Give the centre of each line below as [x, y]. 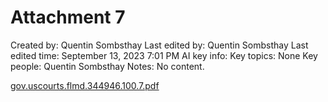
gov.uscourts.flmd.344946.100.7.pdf [85, 85]
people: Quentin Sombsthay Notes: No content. [107, 66]
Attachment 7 [68, 17]
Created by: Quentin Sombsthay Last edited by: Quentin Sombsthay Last [159, 45]
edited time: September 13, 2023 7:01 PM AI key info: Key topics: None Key [164, 55]
